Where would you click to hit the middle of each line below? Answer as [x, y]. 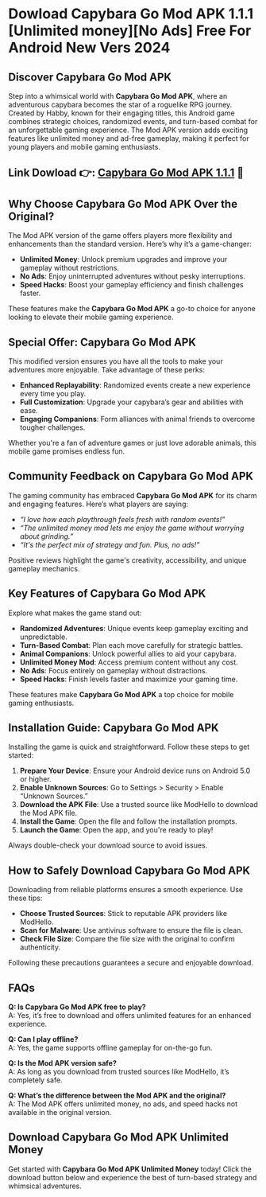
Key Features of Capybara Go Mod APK [107, 594]
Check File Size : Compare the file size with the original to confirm [127, 939]
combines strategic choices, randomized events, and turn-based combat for [133, 121]
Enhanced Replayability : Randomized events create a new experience [135, 385]
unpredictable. [43, 637]
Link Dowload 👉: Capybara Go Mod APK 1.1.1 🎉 [126, 173]
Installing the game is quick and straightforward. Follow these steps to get [129, 747]
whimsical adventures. [45, 1186]
